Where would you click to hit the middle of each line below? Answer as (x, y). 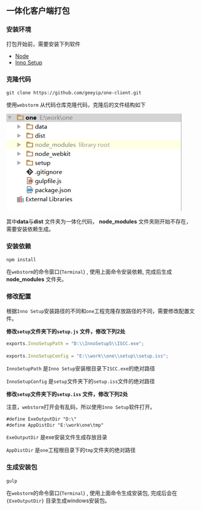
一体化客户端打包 (38, 11)
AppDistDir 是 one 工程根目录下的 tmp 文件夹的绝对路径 (71, 450)
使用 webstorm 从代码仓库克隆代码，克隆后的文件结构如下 (76, 105)
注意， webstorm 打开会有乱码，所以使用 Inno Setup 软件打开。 (81, 407)
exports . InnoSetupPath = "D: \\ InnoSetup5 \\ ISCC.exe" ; (75, 343)
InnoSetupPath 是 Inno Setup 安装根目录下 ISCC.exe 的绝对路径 (81, 369)
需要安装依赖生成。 (30, 229)
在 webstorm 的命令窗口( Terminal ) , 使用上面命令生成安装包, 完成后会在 (92, 493)
